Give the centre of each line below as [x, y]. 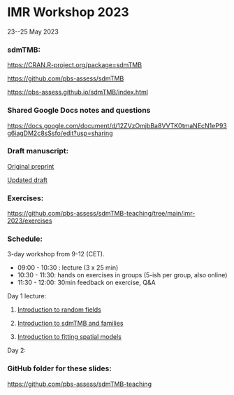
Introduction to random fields [59, 310]
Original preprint [31, 166]
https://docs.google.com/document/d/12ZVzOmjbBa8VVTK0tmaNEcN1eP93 [117, 125]
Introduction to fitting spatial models [70, 337]
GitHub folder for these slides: [59, 368]
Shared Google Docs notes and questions [79, 111]
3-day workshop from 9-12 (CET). [56, 254]
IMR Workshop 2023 [68, 12]
